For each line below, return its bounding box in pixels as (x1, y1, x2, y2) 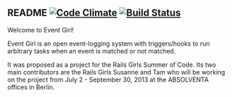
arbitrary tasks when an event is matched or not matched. (7, 46, 176, 55)
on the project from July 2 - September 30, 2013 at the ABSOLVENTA (7, 75, 209, 84)
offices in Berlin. (7, 82, 55, 91)
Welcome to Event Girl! (7, 25, 74, 34)
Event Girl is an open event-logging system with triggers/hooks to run (7, 39, 210, 48)
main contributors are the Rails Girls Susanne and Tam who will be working (7, 67, 226, 76)
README (7, 7, 47, 19)
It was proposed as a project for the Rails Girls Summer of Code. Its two (7, 60, 216, 69)
